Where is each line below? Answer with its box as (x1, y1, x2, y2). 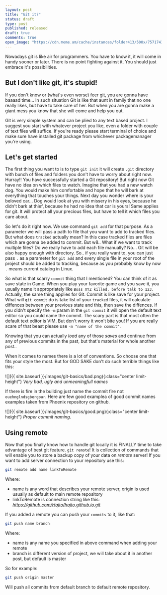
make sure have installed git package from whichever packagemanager (5, 133, 152, 139)
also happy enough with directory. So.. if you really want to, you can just (5, 250, 153, 256)
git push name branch (5, 521, 50, 526)
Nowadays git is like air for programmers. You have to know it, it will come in (5, 53, 162, 59)
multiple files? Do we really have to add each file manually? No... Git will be (5, 245, 159, 251)
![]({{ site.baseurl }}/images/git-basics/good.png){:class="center (5, 408, 138, 414)
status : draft (5, 16, 35, 21)
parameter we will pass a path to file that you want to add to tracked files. (5, 229, 156, 235)
